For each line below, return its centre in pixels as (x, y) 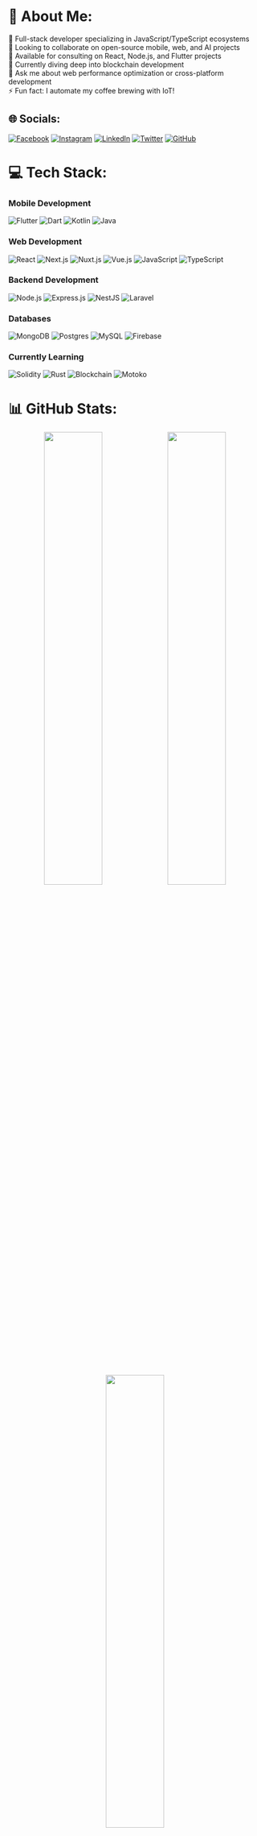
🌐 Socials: (35, 119)
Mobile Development (50, 203)
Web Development (45, 242)
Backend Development (53, 280)
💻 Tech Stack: (58, 172)
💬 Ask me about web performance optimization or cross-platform (116, 73)
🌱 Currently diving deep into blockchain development (96, 64)
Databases (30, 318)
